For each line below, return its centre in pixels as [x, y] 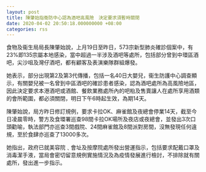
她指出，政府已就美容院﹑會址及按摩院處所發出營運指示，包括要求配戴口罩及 [103, 148]
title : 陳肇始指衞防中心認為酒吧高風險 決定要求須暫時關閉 [73, 18]
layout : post [23, 12]
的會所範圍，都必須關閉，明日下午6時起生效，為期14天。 [78, 99]
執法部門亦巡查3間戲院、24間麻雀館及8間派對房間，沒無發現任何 [109, 127]
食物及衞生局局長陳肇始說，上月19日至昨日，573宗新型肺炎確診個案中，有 [100, 47]
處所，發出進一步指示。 [36, 163]
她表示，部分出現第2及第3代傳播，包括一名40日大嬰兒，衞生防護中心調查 [99, 76]
